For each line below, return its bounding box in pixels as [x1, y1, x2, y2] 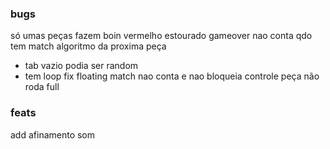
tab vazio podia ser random [24, 60, 139, 72]
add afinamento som [10, 128, 96, 141]
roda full [24, 81, 60, 93]
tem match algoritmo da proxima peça [10, 40, 167, 52]
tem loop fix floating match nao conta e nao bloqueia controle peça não [24, 70, 320, 82]
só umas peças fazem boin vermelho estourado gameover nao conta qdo [10, 30, 313, 42]
